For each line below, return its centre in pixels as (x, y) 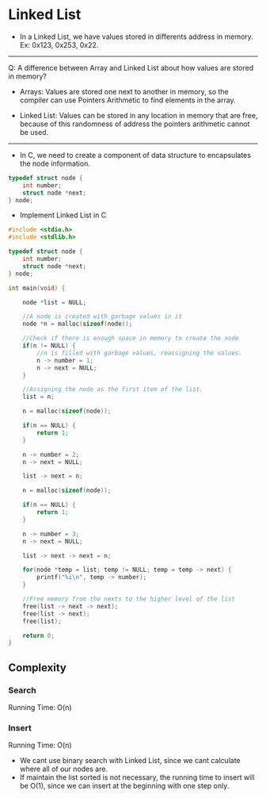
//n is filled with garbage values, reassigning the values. (140, 353)
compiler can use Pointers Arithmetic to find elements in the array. (127, 100)
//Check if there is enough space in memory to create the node (131, 339)
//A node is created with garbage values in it (102, 317)
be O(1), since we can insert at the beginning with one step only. (124, 786)
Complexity (38, 668)
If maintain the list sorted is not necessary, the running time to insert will (137, 777)
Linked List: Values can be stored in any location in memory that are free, (139, 115)
